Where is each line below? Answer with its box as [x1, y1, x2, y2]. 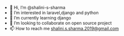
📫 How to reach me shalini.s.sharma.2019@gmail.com [9, 26, 119, 31]
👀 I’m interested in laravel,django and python [9, 10, 99, 16]
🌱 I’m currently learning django [9, 15, 71, 20]
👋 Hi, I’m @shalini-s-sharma [9, 5, 65, 10]
